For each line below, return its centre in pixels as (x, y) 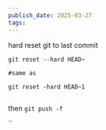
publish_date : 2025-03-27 (50, 15)
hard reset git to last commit (53, 45)
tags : (17, 23)
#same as (22, 73)
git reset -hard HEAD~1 (47, 87)
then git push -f (35, 108)
